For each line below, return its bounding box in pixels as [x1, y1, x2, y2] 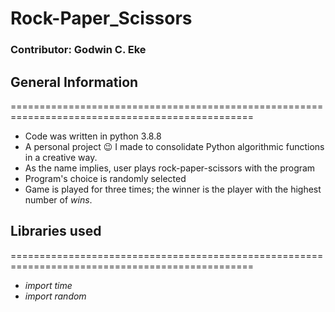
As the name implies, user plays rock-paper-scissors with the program [24, 162, 316, 174]
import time [24, 279, 73, 291]
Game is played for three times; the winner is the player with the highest [24, 183, 322, 195]
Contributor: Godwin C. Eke [10, 43, 147, 57]
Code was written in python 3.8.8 [24, 130, 162, 142]
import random [24, 290, 87, 302]
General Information [10, 73, 139, 91]
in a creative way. [24, 151, 98, 163]
